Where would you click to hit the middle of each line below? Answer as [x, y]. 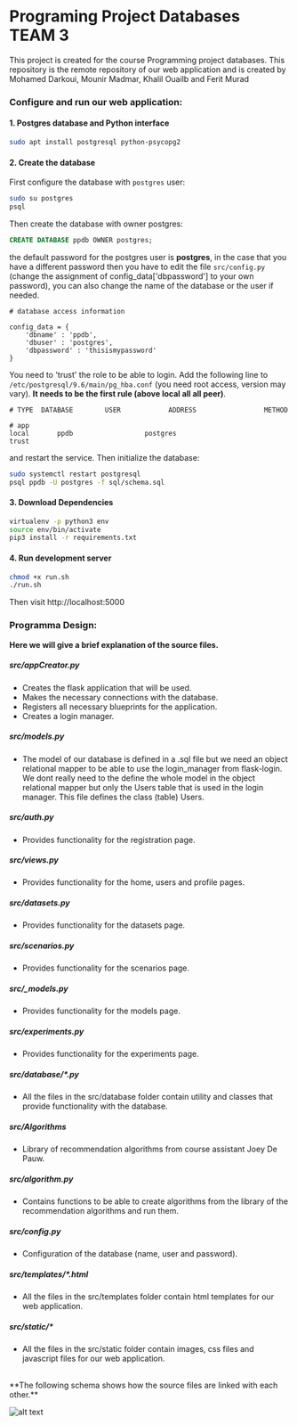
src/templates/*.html [49, 1274]
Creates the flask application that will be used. [107, 687]
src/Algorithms [38, 1126]
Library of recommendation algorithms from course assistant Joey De [149, 1149]
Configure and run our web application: [96, 102]
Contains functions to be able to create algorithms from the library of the [155, 1201]
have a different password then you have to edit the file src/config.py [137, 266]
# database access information [67, 311]
